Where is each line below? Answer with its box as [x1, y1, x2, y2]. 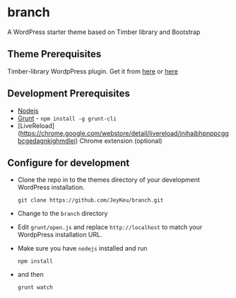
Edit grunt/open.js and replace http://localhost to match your [17, 223, 203, 231]
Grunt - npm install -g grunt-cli [17, 114, 117, 122]
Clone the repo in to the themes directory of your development [17, 176, 200, 184]
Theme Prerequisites [7, 48, 102, 60]
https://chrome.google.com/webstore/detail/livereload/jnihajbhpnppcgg [20, 129, 230, 137]
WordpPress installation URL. [17, 231, 102, 239]
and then [17, 270, 44, 279]
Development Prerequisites [7, 88, 131, 100]
